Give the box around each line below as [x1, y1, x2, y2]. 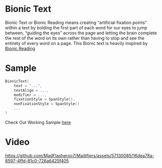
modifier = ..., [14, 92, 47, 97]
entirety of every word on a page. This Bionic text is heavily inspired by [5, 40, 148, 46]
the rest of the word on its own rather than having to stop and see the [5, 35, 145, 41]
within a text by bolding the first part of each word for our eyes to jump [5, 24, 147, 30]
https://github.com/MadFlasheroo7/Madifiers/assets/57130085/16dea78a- [5, 152, 155, 158]
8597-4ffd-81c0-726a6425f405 [5, 158, 69, 164]
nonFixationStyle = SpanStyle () [14, 102, 80, 106]
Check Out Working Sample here [5, 119, 71, 125]
